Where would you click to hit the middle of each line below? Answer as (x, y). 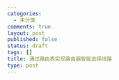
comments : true (29, 26)
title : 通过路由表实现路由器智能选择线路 (60, 59)
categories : (24, 14)
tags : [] (20, 53)
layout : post (26, 33)
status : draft (28, 46)
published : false (32, 40)
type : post (23, 65)
